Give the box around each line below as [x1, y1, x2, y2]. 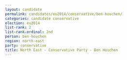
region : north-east [5, 39, 45, 44]
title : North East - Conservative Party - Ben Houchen [5, 47, 118, 52]
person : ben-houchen [5, 34, 47, 39]
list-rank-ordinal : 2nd [5, 30, 53, 34]
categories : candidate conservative [5, 16, 79, 21]
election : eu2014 [5, 20, 40, 26]
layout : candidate [5, 7, 42, 12]
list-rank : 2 [5, 25, 32, 30]
